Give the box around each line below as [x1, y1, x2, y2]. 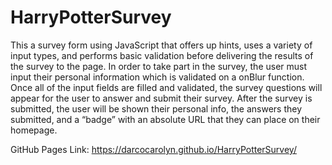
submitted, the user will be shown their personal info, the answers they [10, 102, 303, 115]
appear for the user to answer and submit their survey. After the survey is [10, 92, 313, 104]
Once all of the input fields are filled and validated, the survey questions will [10, 81, 323, 93]
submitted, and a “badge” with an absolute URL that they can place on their [10, 113, 321, 125]
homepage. [10, 124, 58, 136]
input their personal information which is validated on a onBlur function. [10, 71, 305, 83]
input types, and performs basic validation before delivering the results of [10, 49, 314, 61]
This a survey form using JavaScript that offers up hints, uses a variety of [10, 39, 313, 51]
